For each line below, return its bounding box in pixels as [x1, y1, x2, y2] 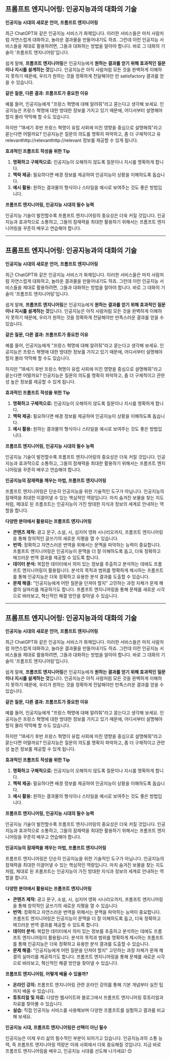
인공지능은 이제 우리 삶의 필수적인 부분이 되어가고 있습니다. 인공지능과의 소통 [5, 1035, 158, 1041]
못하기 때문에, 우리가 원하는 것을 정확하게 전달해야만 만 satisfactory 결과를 [10, 73, 159, 79]
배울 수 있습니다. [22, 988, 55, 994]
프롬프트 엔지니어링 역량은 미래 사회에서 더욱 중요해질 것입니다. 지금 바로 [17, 1042, 161, 1048]
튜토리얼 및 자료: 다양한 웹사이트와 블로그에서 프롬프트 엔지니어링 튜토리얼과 [12, 994, 164, 1000]
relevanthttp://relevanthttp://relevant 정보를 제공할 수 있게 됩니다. [5, 137, 138, 143]
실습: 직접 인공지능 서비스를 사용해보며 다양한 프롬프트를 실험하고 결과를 [12, 1007, 156, 1013]
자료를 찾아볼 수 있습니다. [12, 1001, 64, 1007]
